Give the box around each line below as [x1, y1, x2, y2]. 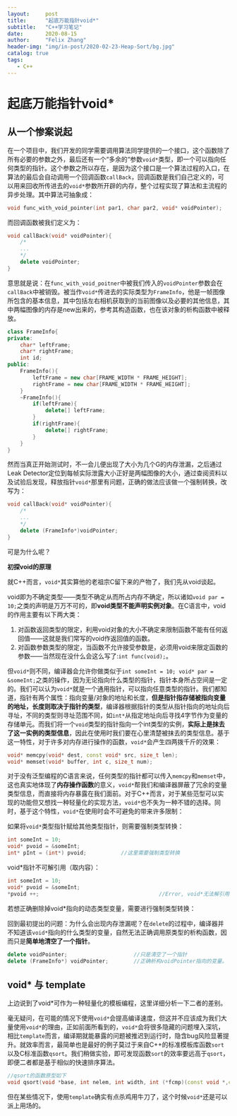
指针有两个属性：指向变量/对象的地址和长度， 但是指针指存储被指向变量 [19, 693, 226, 702]
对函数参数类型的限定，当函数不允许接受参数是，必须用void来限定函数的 [17, 643, 228, 651]
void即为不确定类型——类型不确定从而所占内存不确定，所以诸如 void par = [7, 592, 224, 601]
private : [7, 335, 33, 342]
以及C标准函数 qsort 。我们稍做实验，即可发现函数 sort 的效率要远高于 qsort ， [7, 1050, 229, 1058]
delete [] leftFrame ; [44, 407, 106, 414]
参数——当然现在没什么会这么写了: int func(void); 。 [17, 651, 173, 660]
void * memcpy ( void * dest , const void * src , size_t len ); [7, 751, 178, 759]
